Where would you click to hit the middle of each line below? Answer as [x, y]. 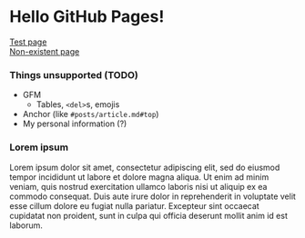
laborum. [26, 225]
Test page [28, 42]
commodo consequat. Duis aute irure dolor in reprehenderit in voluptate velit [152, 196]
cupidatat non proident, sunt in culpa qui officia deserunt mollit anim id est [149, 215]
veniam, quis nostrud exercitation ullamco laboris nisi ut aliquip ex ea [138, 186]
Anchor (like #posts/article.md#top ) [91, 114]
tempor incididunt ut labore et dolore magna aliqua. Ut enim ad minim [139, 177]
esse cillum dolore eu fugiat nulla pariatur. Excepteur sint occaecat [134, 205]
